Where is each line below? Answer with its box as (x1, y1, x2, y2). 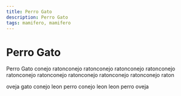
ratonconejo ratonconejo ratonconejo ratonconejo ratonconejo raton (6, 72, 175, 79)
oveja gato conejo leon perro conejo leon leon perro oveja (6, 83, 149, 90)
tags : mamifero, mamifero (6, 20, 71, 26)
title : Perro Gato (6, 8, 52, 15)
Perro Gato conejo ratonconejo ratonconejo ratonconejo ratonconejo (6, 65, 176, 72)
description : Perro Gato (6, 14, 68, 20)
